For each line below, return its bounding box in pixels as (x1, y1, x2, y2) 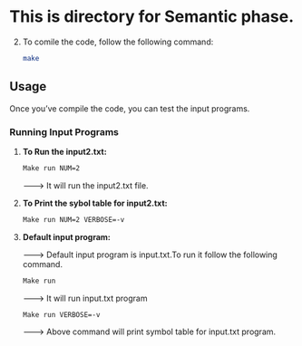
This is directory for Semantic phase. (9, 6, 295, 27)
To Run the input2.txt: (22, 146, 107, 157)
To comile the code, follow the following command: (22, 36, 214, 47)
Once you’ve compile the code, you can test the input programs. (9, 102, 250, 114)
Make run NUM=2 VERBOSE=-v (22, 215, 125, 224)
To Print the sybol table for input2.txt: (22, 197, 168, 208)
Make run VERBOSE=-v (22, 310, 101, 319)
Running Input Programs (9, 125, 120, 138)
